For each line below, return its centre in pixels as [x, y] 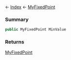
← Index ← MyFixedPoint [30, 7]
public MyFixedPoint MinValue [36, 30]
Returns [15, 42]
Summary [17, 19]
